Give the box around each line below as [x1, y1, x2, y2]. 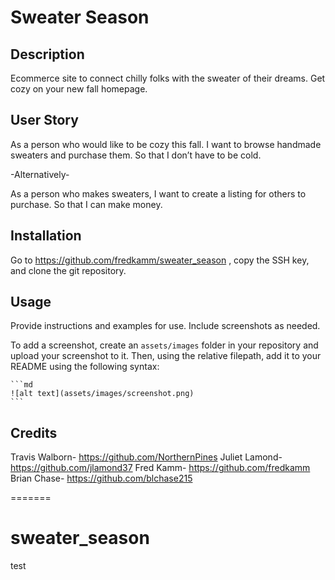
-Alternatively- [10, 168, 70, 180]
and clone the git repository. [10, 264, 127, 276]
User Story [10, 112, 79, 129]
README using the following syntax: [10, 361, 160, 373]
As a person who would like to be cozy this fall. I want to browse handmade [10, 138, 322, 150]
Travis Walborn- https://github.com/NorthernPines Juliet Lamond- [10, 451, 283, 463]
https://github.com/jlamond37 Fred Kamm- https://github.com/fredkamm [10, 462, 311, 474]
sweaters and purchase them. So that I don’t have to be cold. [10, 149, 262, 161]
